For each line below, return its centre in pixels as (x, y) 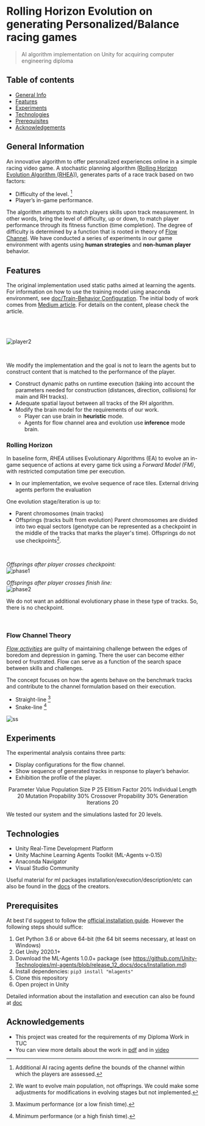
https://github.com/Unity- (165, 958)
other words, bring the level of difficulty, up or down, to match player (93, 219)
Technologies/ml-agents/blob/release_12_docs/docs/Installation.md (100, 965)
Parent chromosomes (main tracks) (59, 513)
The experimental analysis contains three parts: (66, 753)
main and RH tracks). (41, 397)
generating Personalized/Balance (93, 24)
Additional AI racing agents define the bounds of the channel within (100, 1067)
